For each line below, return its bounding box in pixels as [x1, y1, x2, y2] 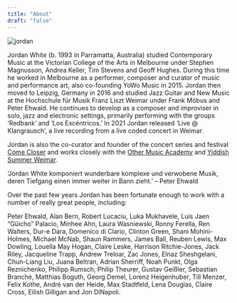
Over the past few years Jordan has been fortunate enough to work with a [7, 190, 225, 199]
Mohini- [190, 227, 214, 235]
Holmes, [7, 235, 32, 243]
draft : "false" [7, 17, 53, 24]
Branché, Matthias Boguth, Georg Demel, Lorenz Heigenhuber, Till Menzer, [7, 272, 226, 281]
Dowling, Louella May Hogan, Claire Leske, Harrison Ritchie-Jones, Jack [7, 242, 219, 250]
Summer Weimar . [7, 155, 58, 164]
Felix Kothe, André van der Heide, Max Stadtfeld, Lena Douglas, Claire [7, 279, 213, 289]
